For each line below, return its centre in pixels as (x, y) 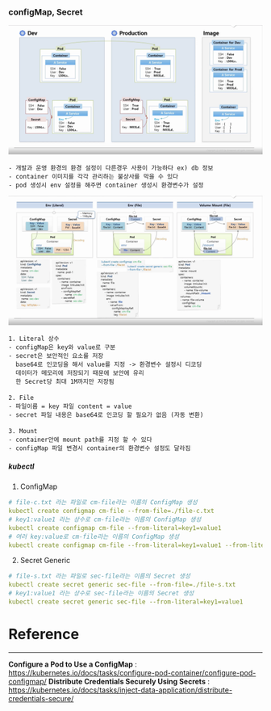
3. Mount (23, 431)
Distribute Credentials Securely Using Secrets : (129, 681)
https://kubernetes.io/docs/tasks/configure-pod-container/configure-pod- (132, 672)
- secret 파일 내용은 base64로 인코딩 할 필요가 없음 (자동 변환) (106, 415)
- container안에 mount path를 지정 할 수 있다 (80, 440)
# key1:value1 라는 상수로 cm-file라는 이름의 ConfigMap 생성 (105, 520)
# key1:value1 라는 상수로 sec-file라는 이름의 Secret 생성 (101, 593)
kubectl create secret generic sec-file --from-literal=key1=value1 (126, 602)
